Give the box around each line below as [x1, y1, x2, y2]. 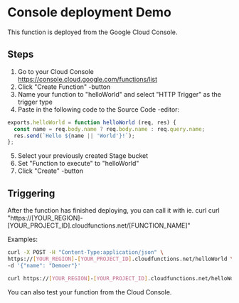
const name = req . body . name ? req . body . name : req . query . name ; [14, 125, 206, 132]
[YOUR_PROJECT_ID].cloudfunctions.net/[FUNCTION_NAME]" [7, 221, 191, 230]
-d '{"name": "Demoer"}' [7, 262, 81, 269]
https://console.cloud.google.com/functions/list [17, 75, 158, 83]
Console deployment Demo [7, 4, 172, 21]
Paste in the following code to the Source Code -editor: [17, 105, 180, 114]
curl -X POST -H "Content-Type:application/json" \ [7, 249, 164, 256]
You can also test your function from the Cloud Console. [7, 287, 172, 296]
